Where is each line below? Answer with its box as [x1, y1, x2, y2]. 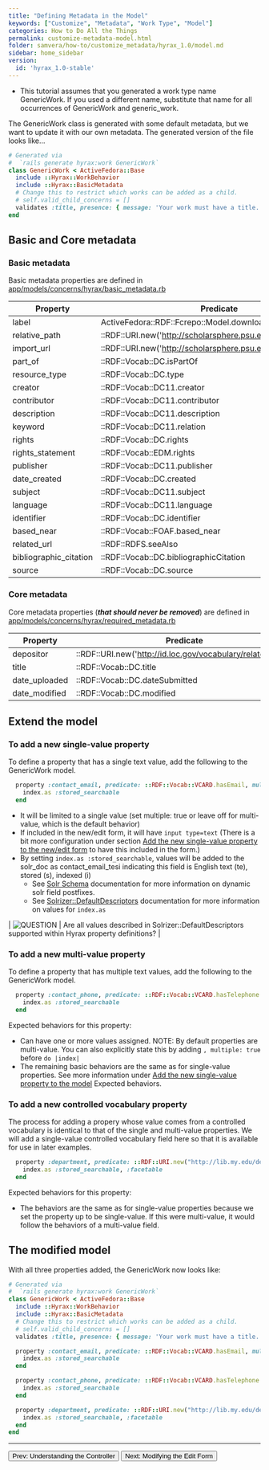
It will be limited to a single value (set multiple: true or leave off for [19, 811, 239, 820]
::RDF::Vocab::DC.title [75, 661, 157, 672]
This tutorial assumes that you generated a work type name [19, 86, 217, 96]
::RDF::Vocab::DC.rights [100, 435, 190, 446]
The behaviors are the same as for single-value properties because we [19, 1203, 254, 1213]
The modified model [8, 1243, 110, 1257]
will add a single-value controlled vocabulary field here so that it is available [8, 1134, 259, 1144]
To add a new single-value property [8, 738, 150, 749]
